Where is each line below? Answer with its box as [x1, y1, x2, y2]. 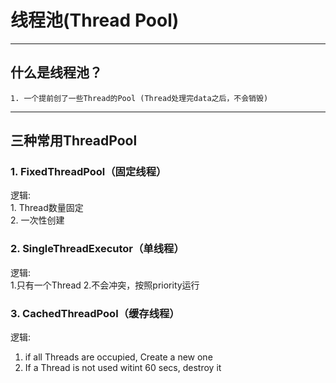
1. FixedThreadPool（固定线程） [10, 165, 167, 179]
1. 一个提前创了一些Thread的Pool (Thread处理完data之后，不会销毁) [10, 93, 269, 103]
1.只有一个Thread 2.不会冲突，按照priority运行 [10, 279, 200, 291]
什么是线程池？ [10, 64, 103, 81]
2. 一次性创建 [10, 214, 65, 226]
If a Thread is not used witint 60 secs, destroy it [24, 362, 222, 374]
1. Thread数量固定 [10, 202, 84, 214]
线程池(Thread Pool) [10, 9, 180, 32]
